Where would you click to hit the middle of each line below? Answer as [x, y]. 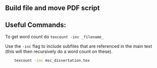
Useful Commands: [36, 25]
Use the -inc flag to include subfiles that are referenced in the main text [79, 46]
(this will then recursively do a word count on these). [59, 52]
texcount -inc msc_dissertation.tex [52, 61]
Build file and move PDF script [53, 8]
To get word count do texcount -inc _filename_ [54, 37]
